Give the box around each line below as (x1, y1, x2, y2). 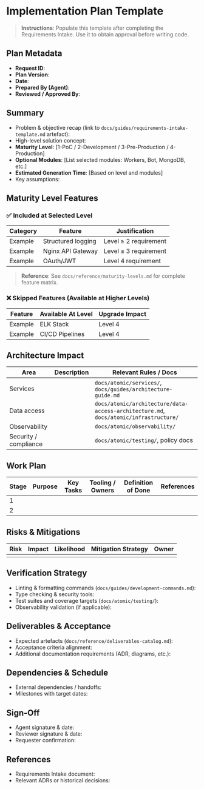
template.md (15, 132, 46, 138)
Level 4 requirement (103, 257, 161, 265)
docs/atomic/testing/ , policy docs (95, 436, 193, 445)
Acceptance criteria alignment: (15, 643, 92, 651)
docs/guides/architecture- (95, 386, 173, 393)
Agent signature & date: (15, 724, 75, 731)
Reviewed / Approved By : (15, 90, 81, 98)
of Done (126, 486, 151, 495)
